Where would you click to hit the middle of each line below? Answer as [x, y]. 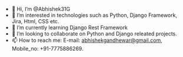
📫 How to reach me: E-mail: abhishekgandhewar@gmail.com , [87, 40]
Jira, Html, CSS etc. [35, 21]
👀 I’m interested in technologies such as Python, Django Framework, [94, 15]
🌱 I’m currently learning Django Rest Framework [70, 27]
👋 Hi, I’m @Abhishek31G [41, 9]
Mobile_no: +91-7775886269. [47, 49]
